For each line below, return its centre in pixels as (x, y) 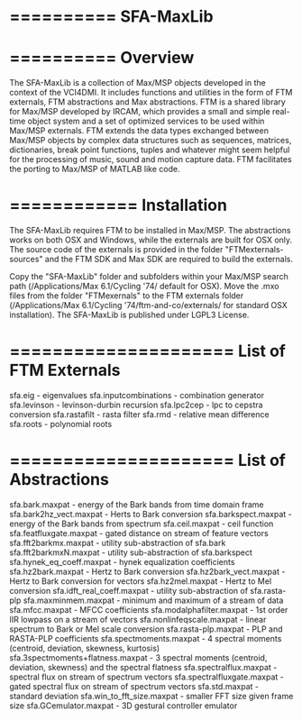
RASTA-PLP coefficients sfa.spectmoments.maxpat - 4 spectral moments (146, 638)
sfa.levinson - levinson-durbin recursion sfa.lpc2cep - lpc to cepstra (136, 405)
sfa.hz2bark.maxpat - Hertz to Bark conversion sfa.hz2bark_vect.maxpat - (147, 571)
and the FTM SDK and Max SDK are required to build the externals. (169, 260)
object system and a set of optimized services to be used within (146, 121)
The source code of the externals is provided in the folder (116, 250)
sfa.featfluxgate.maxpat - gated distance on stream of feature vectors (139, 533)
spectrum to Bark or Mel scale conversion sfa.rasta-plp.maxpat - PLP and (146, 629)
